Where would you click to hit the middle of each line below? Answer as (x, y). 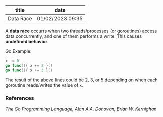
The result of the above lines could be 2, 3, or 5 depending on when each (82, 80)
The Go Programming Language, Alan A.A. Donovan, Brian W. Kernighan (81, 109)
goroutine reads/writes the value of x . (44, 85)
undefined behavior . (27, 42)
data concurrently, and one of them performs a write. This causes (74, 36)
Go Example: (18, 51)
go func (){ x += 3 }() (29, 70)
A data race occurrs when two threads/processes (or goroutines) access (81, 31)
